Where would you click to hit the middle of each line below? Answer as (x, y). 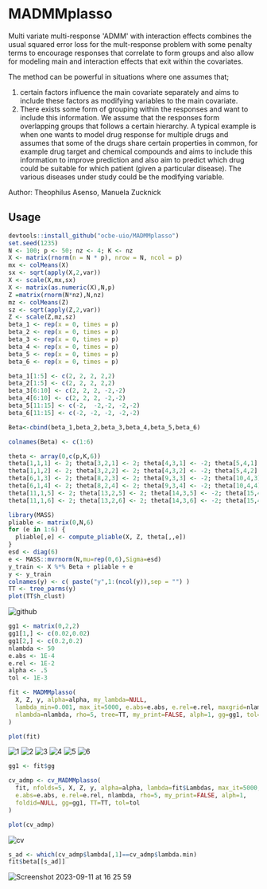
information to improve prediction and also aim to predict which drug (132, 159)
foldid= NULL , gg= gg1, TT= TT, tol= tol (78, 803)
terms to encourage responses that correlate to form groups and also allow (131, 53)
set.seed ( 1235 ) (33, 243)
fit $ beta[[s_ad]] (37, 862)
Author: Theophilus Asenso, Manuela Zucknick (85, 192)
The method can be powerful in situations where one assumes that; (118, 76)
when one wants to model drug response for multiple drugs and (124, 134)
